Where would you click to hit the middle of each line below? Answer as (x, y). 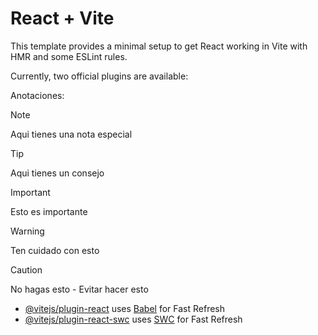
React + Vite (62, 18)
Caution (26, 269)
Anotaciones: (37, 95)
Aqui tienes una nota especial (71, 134)
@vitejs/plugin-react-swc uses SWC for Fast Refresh (133, 319)
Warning (27, 231)
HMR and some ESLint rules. (69, 56)
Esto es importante (49, 211)
